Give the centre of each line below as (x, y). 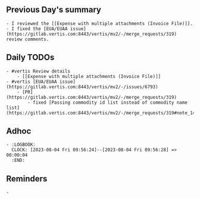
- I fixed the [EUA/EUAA (37, 29)
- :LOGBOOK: (21, 145)
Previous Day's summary (54, 10)
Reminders (27, 178)
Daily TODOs (30, 57)
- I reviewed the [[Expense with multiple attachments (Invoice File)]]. (100, 23)
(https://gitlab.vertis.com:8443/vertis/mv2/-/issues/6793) (82, 87)
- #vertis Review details (38, 71)
